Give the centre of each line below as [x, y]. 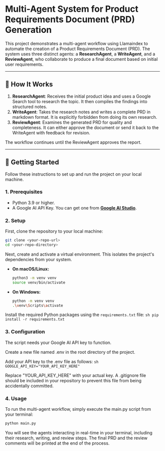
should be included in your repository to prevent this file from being [73, 380]
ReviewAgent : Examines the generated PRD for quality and [72, 122]
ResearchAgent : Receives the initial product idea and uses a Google [82, 96]
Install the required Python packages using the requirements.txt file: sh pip [82, 315]
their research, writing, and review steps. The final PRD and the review [76, 438]
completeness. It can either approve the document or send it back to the [85, 127]
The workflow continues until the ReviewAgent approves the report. [73, 142]
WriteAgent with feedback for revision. [51, 133]
